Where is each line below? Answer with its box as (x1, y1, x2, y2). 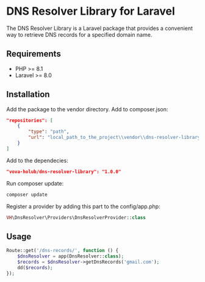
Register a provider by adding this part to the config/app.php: (6, 202, 160, 210)
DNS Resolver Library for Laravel (6, 4, 175, 18)
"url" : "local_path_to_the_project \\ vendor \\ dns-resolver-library (28, 135, 201, 141)
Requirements (6, 49, 61, 59)
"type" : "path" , (28, 128, 70, 135)
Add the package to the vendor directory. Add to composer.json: (6, 105, 168, 113)
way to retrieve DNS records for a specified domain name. (6, 31, 153, 38)
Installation (6, 89, 50, 100)
